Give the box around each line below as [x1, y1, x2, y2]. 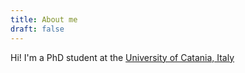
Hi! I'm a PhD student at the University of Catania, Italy [10, 51, 235, 63]
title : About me [10, 14, 78, 25]
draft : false [10, 24, 65, 34]
